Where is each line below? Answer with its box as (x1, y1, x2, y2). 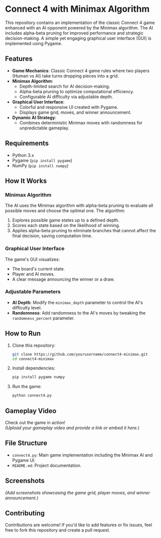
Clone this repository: (12, 342, 56, 348)
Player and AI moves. (12, 271, 55, 277)
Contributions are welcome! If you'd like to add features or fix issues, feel (5, 522, 152, 528)
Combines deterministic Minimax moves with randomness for (19, 120, 143, 125)
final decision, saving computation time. (12, 233, 93, 239)
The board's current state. (12, 266, 65, 271)
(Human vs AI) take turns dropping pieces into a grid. (12, 73, 119, 79)
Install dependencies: (12, 365, 56, 371)
